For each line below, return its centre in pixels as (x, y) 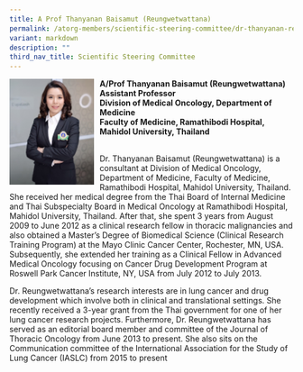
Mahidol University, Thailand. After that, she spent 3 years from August (141, 216)
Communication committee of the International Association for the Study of (149, 349)
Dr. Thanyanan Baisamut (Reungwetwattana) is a (190, 159)
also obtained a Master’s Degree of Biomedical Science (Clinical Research (147, 235)
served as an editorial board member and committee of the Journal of (139, 330)
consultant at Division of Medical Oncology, (180, 168)
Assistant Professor (138, 94)
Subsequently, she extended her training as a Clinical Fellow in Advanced (146, 254)
